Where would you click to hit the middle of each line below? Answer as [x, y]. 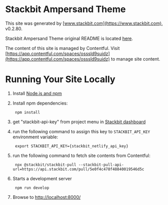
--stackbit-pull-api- [101, 165]
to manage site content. [136, 59]
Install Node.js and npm [37, 93]
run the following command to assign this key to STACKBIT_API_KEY [81, 131]
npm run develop [32, 188]
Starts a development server [42, 178]
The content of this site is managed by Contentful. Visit [62, 48]
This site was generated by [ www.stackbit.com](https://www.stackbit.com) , [84, 23]
